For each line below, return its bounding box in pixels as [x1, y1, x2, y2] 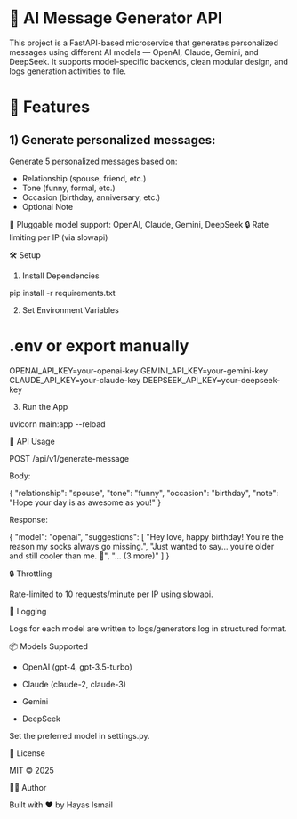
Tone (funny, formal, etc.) [21, 182, 116, 193]
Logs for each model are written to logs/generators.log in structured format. [9, 622, 287, 634]
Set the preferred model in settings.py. [9, 730, 150, 741]
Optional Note [21, 201, 74, 212]
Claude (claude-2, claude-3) [21, 678, 127, 689]
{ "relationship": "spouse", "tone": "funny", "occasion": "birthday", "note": [9, 487, 278, 498]
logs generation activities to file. [9, 66, 127, 76]
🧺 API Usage [9, 436, 55, 446]
